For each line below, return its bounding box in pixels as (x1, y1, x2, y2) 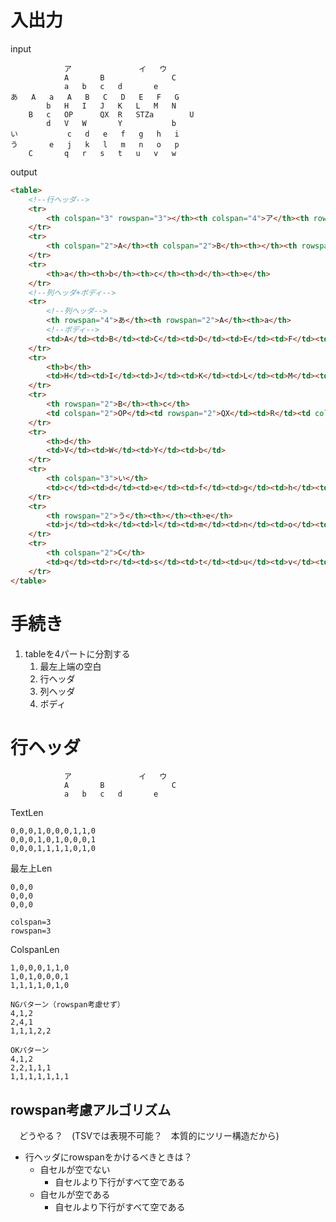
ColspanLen (10, 944, 60, 956)
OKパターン (10, 1046, 50, 1056)
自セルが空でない (39, 1164, 111, 1176)
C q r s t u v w (28, 148, 177, 158)
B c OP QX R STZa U (28, 109, 195, 120)
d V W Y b (46, 118, 177, 128)
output (10, 166, 38, 178)
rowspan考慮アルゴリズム (10, 1101, 172, 1118)
